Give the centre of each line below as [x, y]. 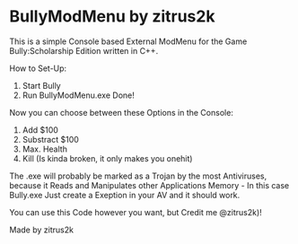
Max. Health [44, 149]
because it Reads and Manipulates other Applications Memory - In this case [149, 185]
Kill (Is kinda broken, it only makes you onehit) [107, 158]
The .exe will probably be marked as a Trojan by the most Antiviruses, [138, 176]
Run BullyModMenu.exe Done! [78, 95]
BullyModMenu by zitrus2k [112, 17]
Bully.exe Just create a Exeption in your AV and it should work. [125, 195]
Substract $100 [50, 139]
